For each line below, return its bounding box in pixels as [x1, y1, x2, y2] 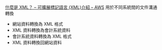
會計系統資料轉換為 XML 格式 [12, 34, 72, 39]
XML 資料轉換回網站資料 [12, 40, 62, 46]
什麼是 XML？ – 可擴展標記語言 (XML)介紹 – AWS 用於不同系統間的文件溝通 [5, 4, 158, 10]
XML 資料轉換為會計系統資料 [12, 27, 70, 33]
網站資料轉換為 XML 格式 [12, 21, 63, 27]
